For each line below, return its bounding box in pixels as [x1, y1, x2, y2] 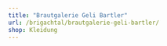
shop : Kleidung [8, 26, 58, 34]
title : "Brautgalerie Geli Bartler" [8, 11, 128, 19]
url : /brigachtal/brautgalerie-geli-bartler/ [8, 19, 159, 27]
